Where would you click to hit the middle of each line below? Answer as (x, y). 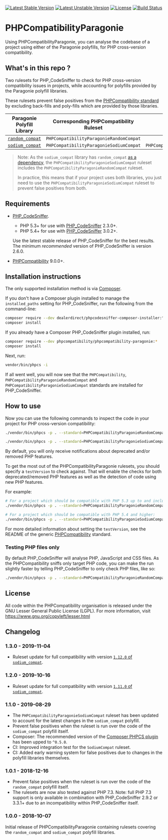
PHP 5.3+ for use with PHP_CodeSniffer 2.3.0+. (68, 226)
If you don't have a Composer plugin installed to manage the (67, 298)
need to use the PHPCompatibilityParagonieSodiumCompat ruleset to (86, 183)
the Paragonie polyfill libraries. (37, 91)
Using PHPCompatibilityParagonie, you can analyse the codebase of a (77, 42)
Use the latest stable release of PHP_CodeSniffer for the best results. (83, 241)
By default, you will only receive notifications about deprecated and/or (77, 451)
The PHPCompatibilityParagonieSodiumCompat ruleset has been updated (85, 715)
